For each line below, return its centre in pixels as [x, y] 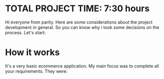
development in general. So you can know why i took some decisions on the [82, 27]
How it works [33, 53]
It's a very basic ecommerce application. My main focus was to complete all [82, 66]
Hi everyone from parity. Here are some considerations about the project [79, 22]
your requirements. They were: [36, 71]
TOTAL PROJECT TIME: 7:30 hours [77, 9]
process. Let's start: [25, 32]
